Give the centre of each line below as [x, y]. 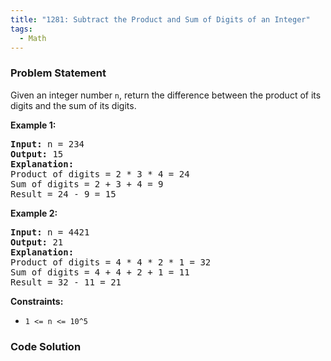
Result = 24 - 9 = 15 [63, 194]
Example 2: [34, 213]
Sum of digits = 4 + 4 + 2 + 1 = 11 [100, 272]
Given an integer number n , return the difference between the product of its [166, 95]
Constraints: [37, 301]
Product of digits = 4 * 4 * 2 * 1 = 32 [111, 262]
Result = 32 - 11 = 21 [66, 282]
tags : [21, 29]
